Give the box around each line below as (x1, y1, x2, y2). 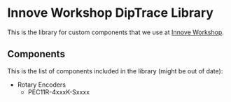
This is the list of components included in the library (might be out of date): (7, 66, 223, 75)
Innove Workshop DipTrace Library (7, 5, 213, 21)
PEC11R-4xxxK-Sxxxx (27, 87, 90, 96)
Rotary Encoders (17, 80, 66, 89)
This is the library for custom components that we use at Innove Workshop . (7, 28, 224, 36)
